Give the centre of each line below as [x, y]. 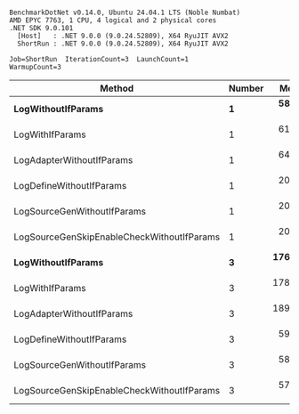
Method [117, 88]
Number [246, 88]
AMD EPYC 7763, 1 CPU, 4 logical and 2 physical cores [113, 20]
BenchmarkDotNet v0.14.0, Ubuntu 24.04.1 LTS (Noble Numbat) [125, 12]
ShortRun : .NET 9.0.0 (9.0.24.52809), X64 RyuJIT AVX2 [123, 44]
